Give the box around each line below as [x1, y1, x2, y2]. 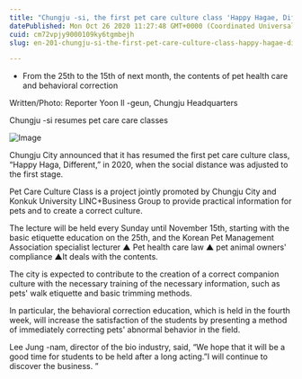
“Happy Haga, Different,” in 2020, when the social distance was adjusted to [9, 159, 289, 171]
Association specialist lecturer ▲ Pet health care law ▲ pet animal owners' [9, 242, 287, 252]
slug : [9, 38, 30, 48]
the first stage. [9, 169, 64, 180]
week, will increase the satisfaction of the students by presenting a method [9, 315, 288, 326]
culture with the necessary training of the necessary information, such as [9, 278, 280, 289]
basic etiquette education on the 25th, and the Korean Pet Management [9, 233, 274, 243]
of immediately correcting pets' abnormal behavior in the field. [9, 324, 241, 335]
